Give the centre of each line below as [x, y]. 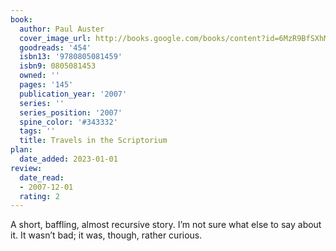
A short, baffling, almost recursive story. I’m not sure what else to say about [166, 225]
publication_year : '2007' [73, 94]
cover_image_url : [55, 38]
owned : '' [39, 76]
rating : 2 [39, 196]
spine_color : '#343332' [68, 122]
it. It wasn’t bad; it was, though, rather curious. [106, 235]
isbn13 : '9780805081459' [71, 57]
